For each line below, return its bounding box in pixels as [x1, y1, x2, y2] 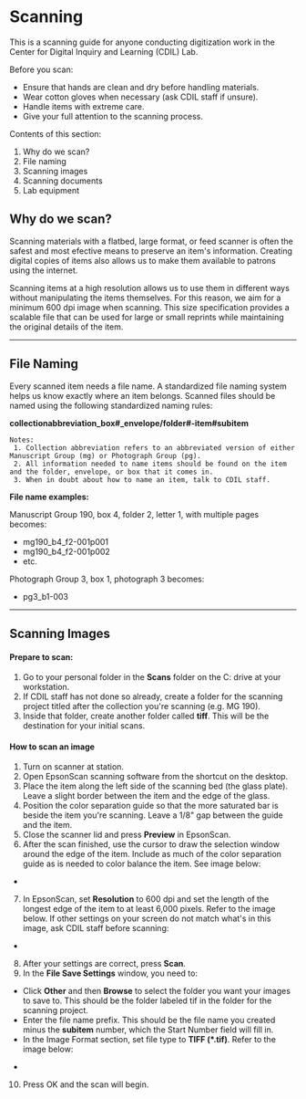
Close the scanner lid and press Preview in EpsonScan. [22, 829, 231, 841]
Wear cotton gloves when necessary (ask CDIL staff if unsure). [22, 91, 259, 102]
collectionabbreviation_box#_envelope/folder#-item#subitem [9, 417, 249, 428]
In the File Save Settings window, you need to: [22, 968, 199, 979]
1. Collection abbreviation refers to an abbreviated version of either [13, 443, 296, 453]
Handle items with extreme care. [22, 100, 145, 111]
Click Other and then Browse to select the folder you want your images [22, 986, 291, 997]
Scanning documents [22, 175, 103, 186]
